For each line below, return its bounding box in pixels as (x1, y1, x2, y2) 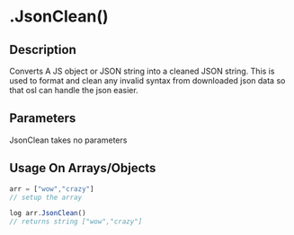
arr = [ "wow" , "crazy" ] (9, 184, 94, 194)
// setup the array (9, 193, 83, 202)
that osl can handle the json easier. (9, 85, 138, 95)
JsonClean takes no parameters (9, 135, 128, 145)
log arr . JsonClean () (9, 209, 87, 218)
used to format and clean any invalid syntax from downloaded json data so (9, 75, 286, 86)
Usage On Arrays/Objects (9, 161, 156, 176)
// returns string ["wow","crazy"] (9, 217, 143, 226)
